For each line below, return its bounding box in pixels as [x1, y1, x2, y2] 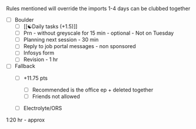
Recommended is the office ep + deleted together [32, 86, 154, 93]
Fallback [14, 63, 35, 70]
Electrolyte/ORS [23, 104, 62, 111]
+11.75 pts [23, 74, 48, 82]
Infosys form [23, 49, 55, 56]
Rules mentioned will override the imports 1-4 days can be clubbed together [6, 5, 191, 12]
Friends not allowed [32, 93, 81, 100]
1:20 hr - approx [6, 116, 45, 123]
